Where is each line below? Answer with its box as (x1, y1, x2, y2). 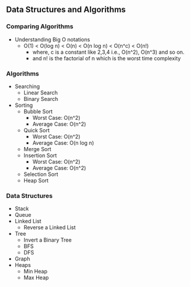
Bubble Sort (23, 107, 53, 115)
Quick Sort (23, 126, 50, 133)
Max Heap (23, 274, 49, 281)
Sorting (14, 102, 33, 109)
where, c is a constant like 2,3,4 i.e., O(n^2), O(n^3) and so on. (32, 48, 185, 56)
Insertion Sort (23, 152, 57, 159)
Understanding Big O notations (14, 35, 91, 43)
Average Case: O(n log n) (32, 139, 94, 146)
